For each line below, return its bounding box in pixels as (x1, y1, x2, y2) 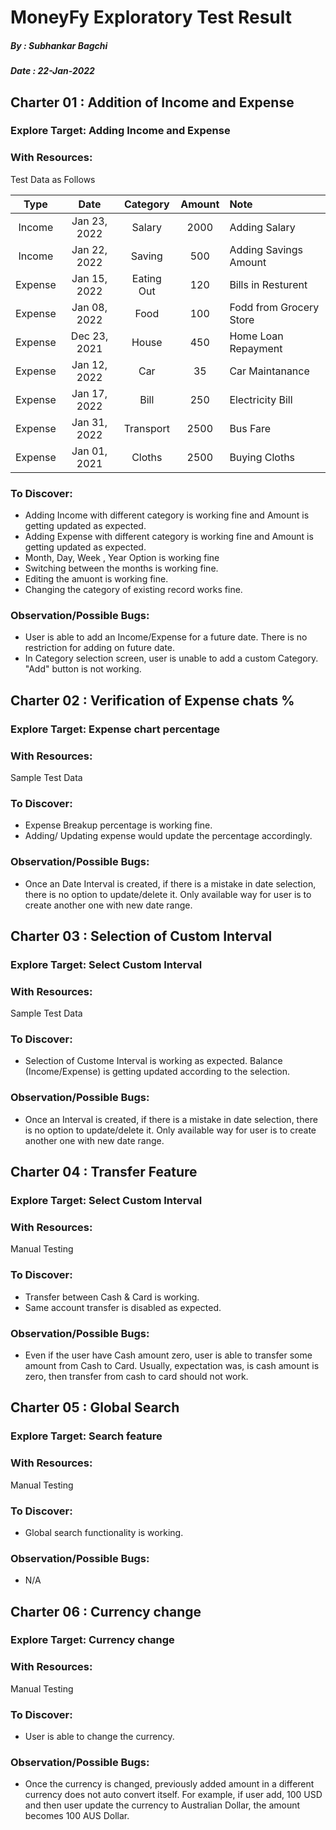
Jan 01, (71, 444, 108, 458)
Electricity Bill (229, 392, 293, 406)
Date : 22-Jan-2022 (10, 65, 95, 77)
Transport (123, 421, 170, 435)
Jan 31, (71, 415, 108, 429)
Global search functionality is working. (24, 1526, 184, 1538)
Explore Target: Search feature (10, 1429, 163, 1443)
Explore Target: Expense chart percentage (10, 722, 221, 736)
